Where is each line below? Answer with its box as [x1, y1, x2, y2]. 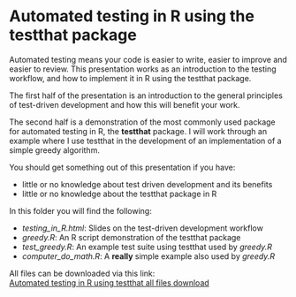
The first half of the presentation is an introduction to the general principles [9, 90, 283, 101]
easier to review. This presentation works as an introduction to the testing [9, 64, 277, 74]
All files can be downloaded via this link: [9, 268, 156, 278]
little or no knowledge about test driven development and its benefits [21, 179, 273, 189]
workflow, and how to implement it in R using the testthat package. [9, 72, 252, 83]
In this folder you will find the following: [9, 205, 152, 216]
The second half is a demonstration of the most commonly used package [9, 117, 276, 127]
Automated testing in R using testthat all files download [9, 277, 209, 288]
